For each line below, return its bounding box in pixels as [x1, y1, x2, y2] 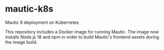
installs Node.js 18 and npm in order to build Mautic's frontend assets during [5, 34, 160, 40]
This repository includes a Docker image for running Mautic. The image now [5, 29, 159, 34]
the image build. [5, 39, 38, 45]
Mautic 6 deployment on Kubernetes [5, 19, 79, 25]
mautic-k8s [5, 3, 54, 15]
